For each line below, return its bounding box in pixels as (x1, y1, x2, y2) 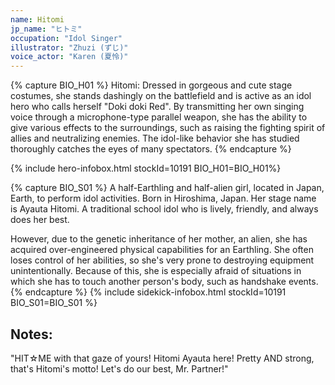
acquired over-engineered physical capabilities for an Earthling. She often (10, 244, 314, 256)
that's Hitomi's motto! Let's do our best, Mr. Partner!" (10, 362, 229, 375)
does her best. (10, 214, 70, 226)
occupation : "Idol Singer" (10, 33, 123, 43)
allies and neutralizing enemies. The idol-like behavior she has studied (10, 132, 300, 145)
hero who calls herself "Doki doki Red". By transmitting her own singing (10, 101, 305, 113)
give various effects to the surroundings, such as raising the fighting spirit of (10, 122, 326, 134)
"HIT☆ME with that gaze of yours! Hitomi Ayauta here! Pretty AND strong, (10, 352, 315, 364)
